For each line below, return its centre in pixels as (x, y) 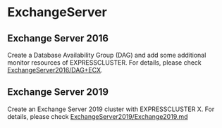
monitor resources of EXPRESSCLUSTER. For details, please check (105, 63)
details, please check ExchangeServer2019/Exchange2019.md (98, 116)
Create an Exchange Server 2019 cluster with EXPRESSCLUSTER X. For (111, 109)
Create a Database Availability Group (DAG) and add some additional (107, 55)
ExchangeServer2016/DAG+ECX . (55, 70)
